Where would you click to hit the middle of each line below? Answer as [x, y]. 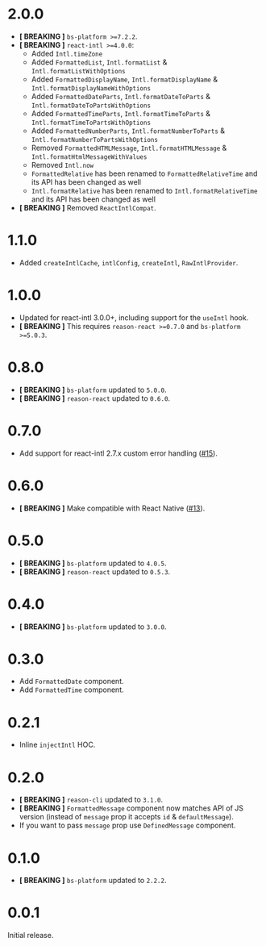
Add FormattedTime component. [71, 690]
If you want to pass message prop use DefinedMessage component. [127, 825]
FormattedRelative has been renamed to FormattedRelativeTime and [144, 173]
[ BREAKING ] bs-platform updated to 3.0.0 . [93, 627]
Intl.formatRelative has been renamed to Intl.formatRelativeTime [144, 190]
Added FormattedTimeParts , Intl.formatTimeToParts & [121, 113]
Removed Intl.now [62, 165]
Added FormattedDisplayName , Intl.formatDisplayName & [125, 79]
